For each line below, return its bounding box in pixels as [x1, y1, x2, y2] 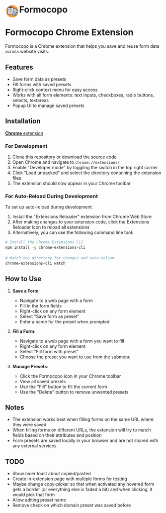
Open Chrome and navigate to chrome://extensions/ [12, 159, 120, 165]
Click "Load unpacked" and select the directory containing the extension [12, 170, 162, 176]
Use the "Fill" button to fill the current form [19, 384, 108, 390]
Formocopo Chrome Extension [5, 27, 134, 38]
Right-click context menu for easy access [12, 87, 98, 93]
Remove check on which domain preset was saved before [12, 502, 131, 509]
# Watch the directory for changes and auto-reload [5, 255, 114, 260]
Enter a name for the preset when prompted [19, 318, 110, 324]
